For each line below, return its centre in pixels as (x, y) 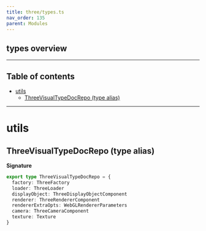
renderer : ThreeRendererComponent (56, 200)
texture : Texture (34, 217)
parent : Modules (27, 23)
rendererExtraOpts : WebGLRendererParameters (70, 206)
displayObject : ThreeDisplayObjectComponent (70, 194)
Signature (19, 166)
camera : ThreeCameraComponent (50, 211)
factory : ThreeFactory (41, 182)
